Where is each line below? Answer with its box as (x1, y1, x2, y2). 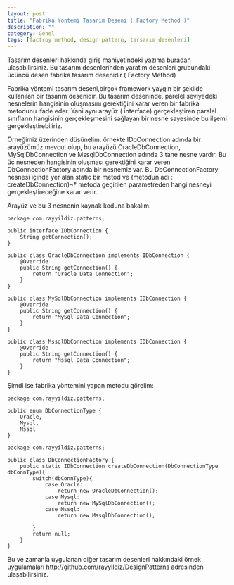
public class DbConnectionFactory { (7, 457, 115, 464)
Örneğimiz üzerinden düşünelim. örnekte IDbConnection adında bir (7, 135, 202, 144)
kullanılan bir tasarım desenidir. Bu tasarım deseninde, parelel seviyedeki (7, 92, 218, 101)
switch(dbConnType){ (32, 475, 93, 482)
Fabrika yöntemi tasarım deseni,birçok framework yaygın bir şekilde (7, 84, 204, 93)
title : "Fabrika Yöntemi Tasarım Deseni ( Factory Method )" (7, 17, 190, 24)
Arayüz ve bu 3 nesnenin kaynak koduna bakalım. (7, 201, 151, 210)
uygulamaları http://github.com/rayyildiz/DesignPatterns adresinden (7, 562, 204, 571)
